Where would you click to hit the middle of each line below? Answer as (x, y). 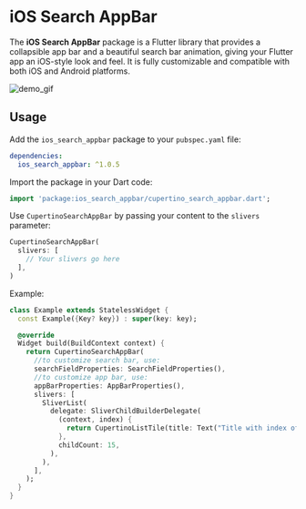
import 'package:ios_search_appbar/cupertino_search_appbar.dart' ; (140, 199)
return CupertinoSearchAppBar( (85, 352)
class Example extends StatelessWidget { (89, 310)
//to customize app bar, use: (91, 377)
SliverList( (65, 402)
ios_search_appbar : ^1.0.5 (69, 164)
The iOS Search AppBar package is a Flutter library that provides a (135, 42)
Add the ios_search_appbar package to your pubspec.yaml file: (125, 139)
